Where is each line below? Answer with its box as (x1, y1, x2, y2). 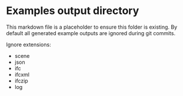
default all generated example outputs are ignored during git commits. (6, 29, 175, 36)
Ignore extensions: (6, 41, 51, 48)
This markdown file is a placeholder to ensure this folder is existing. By (6, 23, 178, 30)
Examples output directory (6, 4, 139, 18)
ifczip (14, 77, 28, 84)
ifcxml (14, 71, 29, 78)
